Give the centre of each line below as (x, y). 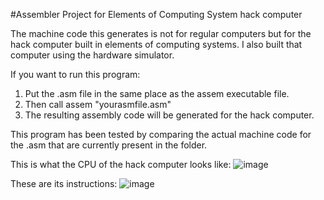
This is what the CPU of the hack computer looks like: (121, 164)
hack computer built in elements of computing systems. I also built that (156, 44)
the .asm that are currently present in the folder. (109, 145)
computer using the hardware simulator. (92, 55)
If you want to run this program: (75, 74)
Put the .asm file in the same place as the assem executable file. (157, 93)
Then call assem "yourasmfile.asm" (98, 104)
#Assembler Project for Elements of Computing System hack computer (156, 14)
